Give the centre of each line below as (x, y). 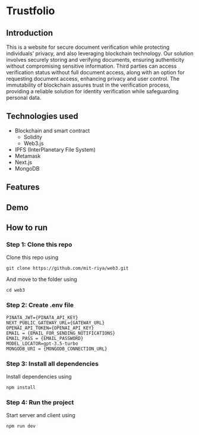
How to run (27, 227)
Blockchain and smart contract (52, 130)
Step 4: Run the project (40, 402)
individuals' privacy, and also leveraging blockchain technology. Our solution (100, 53)
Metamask (28, 156)
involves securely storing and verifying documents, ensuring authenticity (95, 60)
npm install (21, 387)
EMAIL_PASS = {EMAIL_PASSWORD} (45, 338)
